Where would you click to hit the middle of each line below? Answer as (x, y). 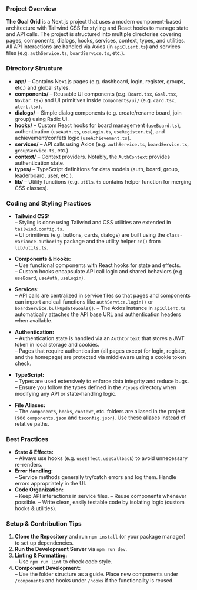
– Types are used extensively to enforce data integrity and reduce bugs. (102, 381)
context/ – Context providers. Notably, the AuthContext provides (92, 157)
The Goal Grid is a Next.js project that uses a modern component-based (94, 22)
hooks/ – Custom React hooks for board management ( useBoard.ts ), (98, 125)
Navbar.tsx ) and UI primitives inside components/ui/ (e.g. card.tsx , (95, 100)
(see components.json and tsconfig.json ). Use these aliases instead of (100, 418)
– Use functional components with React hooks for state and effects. (98, 265)
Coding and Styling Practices (49, 203)
